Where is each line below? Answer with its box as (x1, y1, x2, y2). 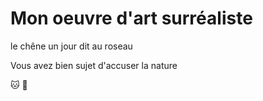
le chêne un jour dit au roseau (10, 40, 133, 52)
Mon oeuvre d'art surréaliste (10, 7, 253, 30)
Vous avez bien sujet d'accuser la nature (10, 59, 178, 71)
